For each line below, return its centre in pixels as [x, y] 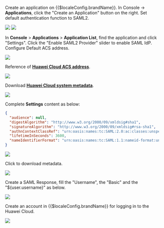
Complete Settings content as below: [43, 104]
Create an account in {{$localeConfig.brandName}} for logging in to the [77, 206]
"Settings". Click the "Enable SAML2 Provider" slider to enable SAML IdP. [79, 43]
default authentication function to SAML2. [47, 18]
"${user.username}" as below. [35, 187]
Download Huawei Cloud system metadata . [50, 85]
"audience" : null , [28, 118]
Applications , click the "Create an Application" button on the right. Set [76, 13]
